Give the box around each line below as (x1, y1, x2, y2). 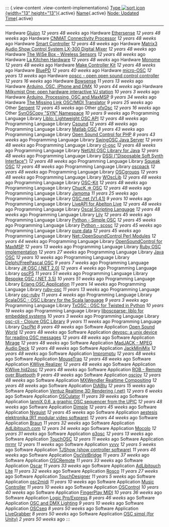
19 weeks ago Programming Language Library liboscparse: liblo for (5, 308, 144, 314)
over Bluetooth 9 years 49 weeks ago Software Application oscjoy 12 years (5, 372, 161, 378)
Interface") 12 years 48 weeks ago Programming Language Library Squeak (5, 158, 160, 164)
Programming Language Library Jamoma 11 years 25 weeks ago (5, 190, 138, 196)
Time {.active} (5, 16, 34, 21)
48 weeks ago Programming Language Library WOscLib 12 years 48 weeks (5, 174, 162, 180)
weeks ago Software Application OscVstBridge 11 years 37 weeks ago (5, 452, 150, 458)
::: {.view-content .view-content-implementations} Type (5, 5, 121, 11)
